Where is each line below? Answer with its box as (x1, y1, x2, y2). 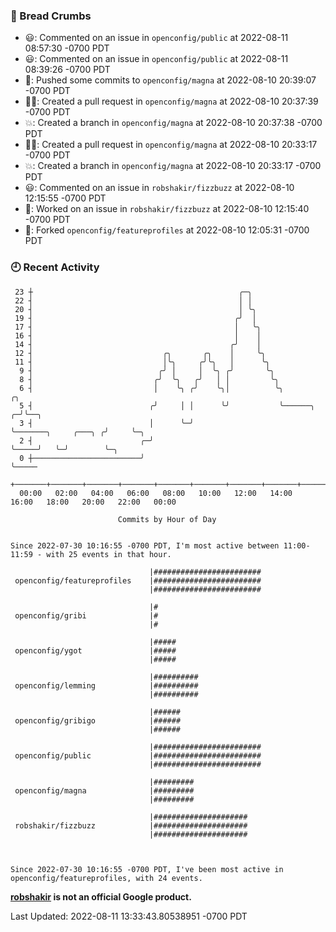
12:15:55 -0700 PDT (24, 192, 107, 204)
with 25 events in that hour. (46, 549, 172, 559)
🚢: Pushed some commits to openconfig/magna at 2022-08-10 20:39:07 (24, 74, 317, 86)
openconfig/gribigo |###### (14, 715, 182, 726)
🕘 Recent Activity (10, 260, 100, 274)
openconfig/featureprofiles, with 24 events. (10, 873, 203, 883)
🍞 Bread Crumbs (10, 9, 92, 23)
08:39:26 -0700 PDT (24, 64, 111, 76)
